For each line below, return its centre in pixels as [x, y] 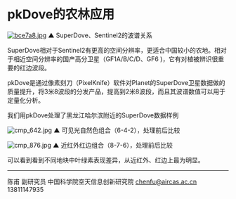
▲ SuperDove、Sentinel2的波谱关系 [100, 35]
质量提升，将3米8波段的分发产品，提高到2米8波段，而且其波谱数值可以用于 [117, 91]
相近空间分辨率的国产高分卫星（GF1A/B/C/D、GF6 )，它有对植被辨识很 [116, 59]
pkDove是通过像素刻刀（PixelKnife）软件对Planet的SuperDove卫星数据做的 [117, 82]
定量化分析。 [26, 100]
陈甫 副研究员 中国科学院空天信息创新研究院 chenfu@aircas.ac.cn [102, 181]
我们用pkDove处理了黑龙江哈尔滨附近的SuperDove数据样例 [93, 115]
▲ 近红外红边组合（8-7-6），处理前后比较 [113, 145]
